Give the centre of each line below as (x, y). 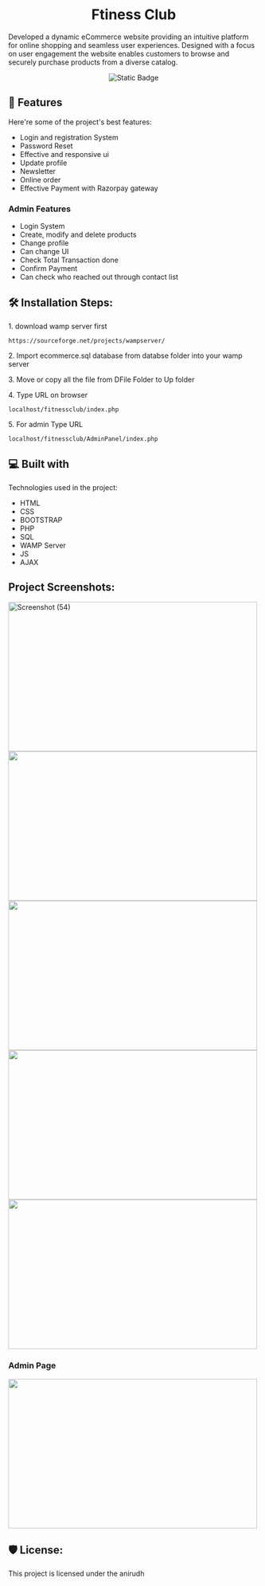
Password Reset (46, 146)
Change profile (44, 243)
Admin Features (40, 209)
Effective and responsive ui (64, 154)
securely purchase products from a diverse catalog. (93, 62)
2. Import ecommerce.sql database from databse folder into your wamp (125, 355)
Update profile (43, 163)
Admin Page (32, 1366)
